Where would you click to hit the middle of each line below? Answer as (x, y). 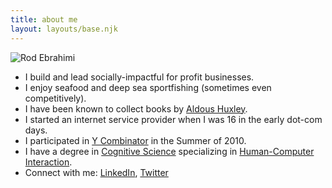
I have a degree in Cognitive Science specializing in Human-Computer (169, 151)
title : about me (44, 19)
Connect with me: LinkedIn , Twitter (96, 172)
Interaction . (48, 162)
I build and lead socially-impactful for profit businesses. (139, 77)
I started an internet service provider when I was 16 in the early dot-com (173, 119)
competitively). (55, 98)
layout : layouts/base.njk (64, 29)
